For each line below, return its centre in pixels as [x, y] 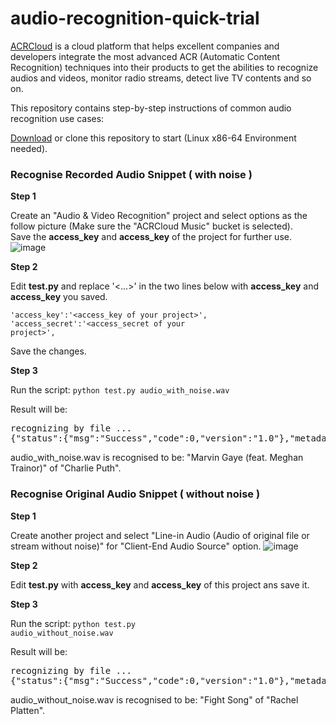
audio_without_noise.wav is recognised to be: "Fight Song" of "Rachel [154, 699]
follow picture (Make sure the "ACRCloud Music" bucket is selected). [151, 226]
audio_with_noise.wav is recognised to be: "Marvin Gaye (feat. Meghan [157, 458]
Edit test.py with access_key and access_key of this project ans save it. [160, 584]
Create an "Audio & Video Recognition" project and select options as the [159, 216]
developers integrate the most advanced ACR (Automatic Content [145, 56]
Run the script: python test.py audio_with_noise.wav [120, 390]
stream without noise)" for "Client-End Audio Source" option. [136, 546]
